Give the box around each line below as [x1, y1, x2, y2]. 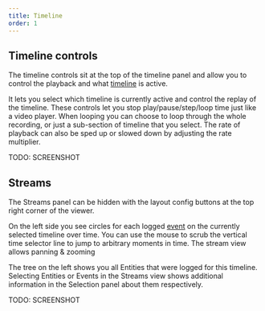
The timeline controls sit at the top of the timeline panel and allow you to [8, 70, 247, 80]
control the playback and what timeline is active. [8, 79, 169, 88]
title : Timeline [8, 11, 63, 20]
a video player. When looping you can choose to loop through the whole [8, 112, 247, 121]
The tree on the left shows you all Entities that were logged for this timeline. [8, 263, 259, 272]
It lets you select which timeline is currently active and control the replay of [8, 94, 257, 104]
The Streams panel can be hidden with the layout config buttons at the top [8, 198, 255, 207]
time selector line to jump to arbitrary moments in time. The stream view [8, 239, 247, 248]
